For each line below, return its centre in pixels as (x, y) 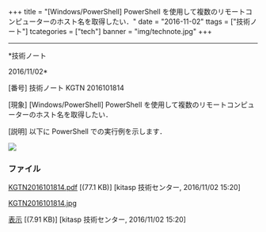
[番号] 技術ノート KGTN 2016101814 (66, 88)
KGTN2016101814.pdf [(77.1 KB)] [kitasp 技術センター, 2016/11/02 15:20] (125, 188)
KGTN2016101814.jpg (43, 203)
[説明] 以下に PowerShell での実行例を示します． (87, 131)
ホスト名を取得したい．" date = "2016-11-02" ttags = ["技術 (154, 21)
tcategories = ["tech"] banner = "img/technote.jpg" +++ (121, 31)
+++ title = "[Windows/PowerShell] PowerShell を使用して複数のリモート (127, 11)
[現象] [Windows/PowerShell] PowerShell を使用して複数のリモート (118, 105)
